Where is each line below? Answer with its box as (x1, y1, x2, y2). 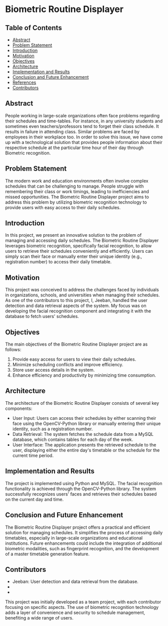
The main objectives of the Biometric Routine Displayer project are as (5, 341, 148, 347)
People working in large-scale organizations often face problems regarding (5, 112, 160, 118)
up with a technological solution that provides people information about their (5, 139, 162, 145)
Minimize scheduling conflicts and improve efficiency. (12, 362, 123, 368)
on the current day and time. (5, 496, 64, 502)
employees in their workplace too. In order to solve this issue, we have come (5, 134, 163, 140)
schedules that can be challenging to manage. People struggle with (5, 183, 144, 189)
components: (5, 405, 32, 411)
